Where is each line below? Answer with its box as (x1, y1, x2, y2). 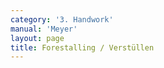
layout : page (10, 33, 65, 43)
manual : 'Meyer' (10, 24, 78, 34)
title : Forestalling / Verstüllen (10, 42, 155, 53)
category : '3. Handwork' (10, 14, 114, 25)
